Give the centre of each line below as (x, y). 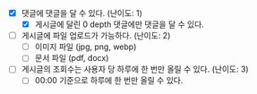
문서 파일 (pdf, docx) (72, 58)
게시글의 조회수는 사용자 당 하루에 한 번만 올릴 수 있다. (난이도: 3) (135, 69)
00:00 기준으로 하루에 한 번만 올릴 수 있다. (109, 81)
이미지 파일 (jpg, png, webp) (86, 47)
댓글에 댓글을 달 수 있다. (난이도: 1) (81, 13)
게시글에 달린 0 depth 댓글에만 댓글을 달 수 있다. (120, 24)
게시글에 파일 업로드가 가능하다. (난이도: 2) (96, 36)
